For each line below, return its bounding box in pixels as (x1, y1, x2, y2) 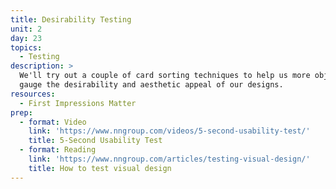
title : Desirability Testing (10, 14, 132, 25)
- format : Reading (19, 145, 97, 155)
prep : (10, 107, 33, 118)
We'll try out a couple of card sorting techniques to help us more (19, 71, 311, 81)
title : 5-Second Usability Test (28, 136, 163, 146)
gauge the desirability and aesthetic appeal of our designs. (19, 80, 284, 90)
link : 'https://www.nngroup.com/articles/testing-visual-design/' (28, 154, 311, 164)
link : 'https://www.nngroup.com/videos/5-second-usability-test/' (28, 126, 311, 136)
